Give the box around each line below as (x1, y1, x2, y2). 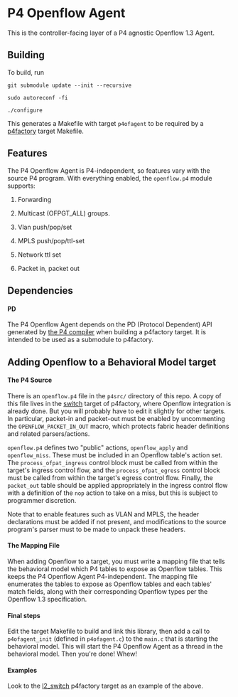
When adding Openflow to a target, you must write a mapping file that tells (7, 557, 225, 565)
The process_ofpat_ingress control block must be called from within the (7, 458, 218, 467)
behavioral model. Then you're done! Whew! (7, 649, 137, 659)
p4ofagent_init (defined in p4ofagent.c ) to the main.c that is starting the (7, 634, 219, 643)
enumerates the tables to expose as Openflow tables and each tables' (7, 580, 212, 588)
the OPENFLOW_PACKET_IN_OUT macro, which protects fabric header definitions (7, 422, 229, 430)
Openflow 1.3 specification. (7, 595, 87, 603)
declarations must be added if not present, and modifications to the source (7, 517, 227, 526)
